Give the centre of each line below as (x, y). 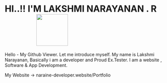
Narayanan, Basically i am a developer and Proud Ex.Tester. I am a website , (83, 60)
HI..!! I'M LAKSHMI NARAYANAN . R (81, 9)
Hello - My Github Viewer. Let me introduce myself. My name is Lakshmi (80, 54)
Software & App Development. (36, 65)
